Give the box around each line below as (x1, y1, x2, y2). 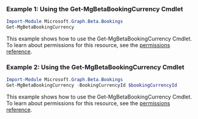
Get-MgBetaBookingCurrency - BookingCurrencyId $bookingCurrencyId (6, 82, 177, 89)
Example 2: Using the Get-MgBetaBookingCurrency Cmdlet (6, 63, 185, 71)
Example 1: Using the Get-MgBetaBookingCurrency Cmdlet (6, 5, 183, 13)
